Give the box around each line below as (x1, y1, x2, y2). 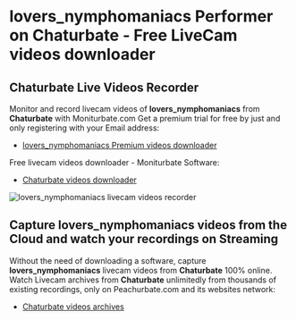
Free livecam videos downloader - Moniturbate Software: (9, 157, 220, 167)
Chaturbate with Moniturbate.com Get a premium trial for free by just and (9, 114, 281, 123)
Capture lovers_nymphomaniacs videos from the (9, 217, 288, 233)
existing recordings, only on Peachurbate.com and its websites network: (9, 283, 275, 294)
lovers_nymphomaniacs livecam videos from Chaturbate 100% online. (9, 265, 273, 275)
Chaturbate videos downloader (21, 174, 137, 185)
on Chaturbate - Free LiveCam (9, 25, 238, 46)
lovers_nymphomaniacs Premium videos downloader (21, 140, 217, 150)
